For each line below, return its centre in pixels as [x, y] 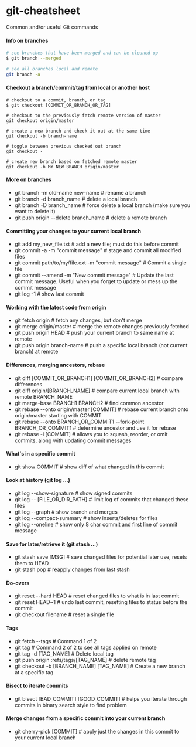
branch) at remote [36, 352]
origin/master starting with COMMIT [58, 415]
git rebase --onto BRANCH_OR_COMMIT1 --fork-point [79, 422]
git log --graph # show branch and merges [66, 512]
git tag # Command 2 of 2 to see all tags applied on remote [85, 647]
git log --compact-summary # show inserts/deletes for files [86, 518]
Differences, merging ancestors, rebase [56, 365]
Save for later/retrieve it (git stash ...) [52, 544]
